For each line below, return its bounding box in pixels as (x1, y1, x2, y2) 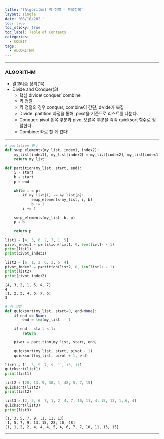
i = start (14, 170, 34, 175)
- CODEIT (9, 39, 27, 44)
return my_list (14, 157, 45, 162)
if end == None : (14, 313, 47, 318)
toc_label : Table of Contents (5, 30, 67, 35)
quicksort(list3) (5, 403, 41, 408)
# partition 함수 (5, 143, 38, 148)
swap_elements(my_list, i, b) (31, 197, 93, 202)
